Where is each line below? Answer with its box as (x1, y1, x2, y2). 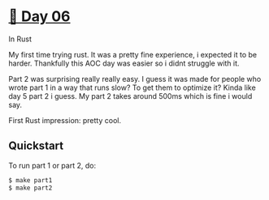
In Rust (8, 34, 33, 44)
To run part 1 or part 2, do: (8, 160, 96, 170)
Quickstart (8, 139, 64, 153)
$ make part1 (8, 176, 53, 185)
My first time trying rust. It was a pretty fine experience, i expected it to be (8, 49, 258, 59)
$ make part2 (8, 184, 53, 192)
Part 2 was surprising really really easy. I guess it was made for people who (8, 74, 262, 83)
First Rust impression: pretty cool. (8, 115, 122, 125)
